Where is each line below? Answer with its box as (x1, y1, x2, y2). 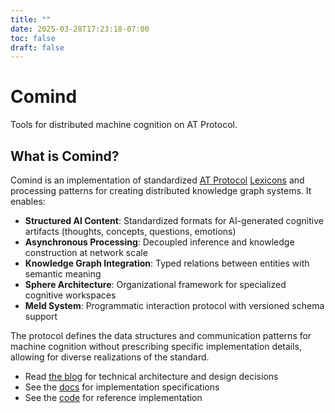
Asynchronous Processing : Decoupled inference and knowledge (24, 236, 295, 248)
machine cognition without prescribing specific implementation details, (10, 341, 303, 352)
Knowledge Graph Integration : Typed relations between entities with (24, 257, 310, 269)
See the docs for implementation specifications (24, 381, 220, 393)
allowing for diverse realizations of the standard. (10, 351, 210, 363)
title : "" (10, 14, 52, 25)
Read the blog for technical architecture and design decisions (24, 371, 279, 382)
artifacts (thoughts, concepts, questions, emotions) (24, 226, 237, 237)
